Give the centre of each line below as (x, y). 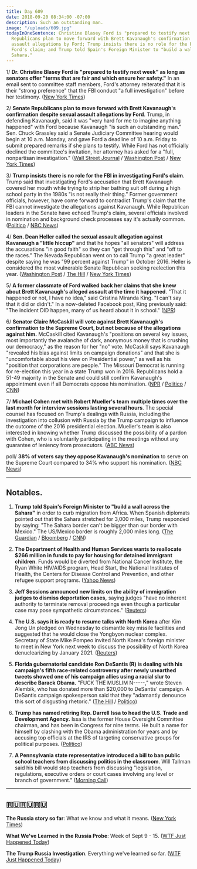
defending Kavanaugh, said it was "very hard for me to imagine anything (94, 120)
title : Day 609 (25, 11)
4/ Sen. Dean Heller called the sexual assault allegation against (84, 236)
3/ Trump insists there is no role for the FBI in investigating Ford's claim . (95, 175)
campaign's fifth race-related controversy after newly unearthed (95, 670)
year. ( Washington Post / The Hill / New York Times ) (69, 274)
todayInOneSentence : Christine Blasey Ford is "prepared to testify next (98, 33)
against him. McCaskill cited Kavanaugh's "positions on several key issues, (97, 334)
